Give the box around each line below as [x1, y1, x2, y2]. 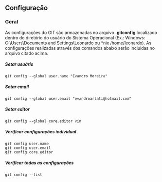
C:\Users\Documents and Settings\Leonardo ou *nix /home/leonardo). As [5, 40, 152, 46]
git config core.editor [5, 149, 54, 155]
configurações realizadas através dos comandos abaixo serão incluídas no [5, 45, 155, 51]
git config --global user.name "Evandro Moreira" [5, 73, 108, 78]
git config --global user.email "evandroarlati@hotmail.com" [5, 96, 132, 101]
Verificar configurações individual [5, 129, 76, 135]
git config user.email [5, 146, 51, 150]
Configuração [5, 4, 48, 12]
